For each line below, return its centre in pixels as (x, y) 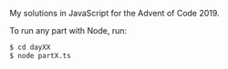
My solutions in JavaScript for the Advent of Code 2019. (115, 13)
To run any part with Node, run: (68, 30)
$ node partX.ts (40, 55)
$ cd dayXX (30, 47)
